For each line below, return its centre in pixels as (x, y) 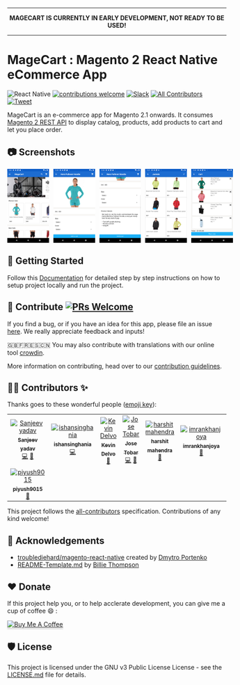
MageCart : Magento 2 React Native (112, 60)
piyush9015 (28, 489)
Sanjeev (28, 440)
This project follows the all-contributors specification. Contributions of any (114, 511)
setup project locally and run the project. (65, 285)
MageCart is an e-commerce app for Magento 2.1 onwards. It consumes (110, 115)
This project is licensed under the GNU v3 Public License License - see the (115, 667)
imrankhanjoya (202, 446)
